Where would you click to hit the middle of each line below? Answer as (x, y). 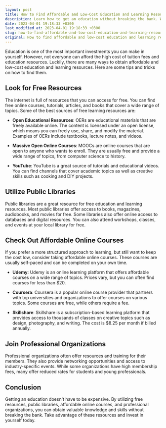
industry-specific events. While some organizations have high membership (81, 367)
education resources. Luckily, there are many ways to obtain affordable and (82, 62)
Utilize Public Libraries (40, 192)
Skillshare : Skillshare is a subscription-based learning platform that (81, 313)
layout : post (19, 10)
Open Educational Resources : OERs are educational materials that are (84, 120)
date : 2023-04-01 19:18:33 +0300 (40, 24)
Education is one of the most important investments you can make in (75, 51)
